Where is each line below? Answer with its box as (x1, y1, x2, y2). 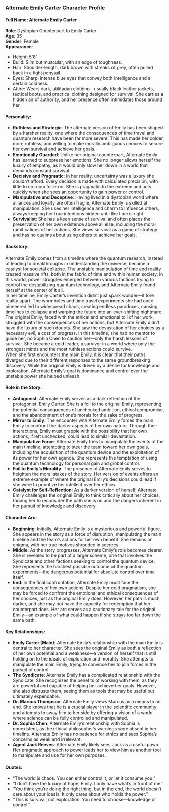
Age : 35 (5, 33, 22, 39)
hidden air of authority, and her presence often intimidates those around (12, 96, 162, 103)
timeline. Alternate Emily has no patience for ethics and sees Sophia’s (12, 731, 157, 737)
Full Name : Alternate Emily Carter (5, 17, 77, 23)
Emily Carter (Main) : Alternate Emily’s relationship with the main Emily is (12, 640, 163, 646)
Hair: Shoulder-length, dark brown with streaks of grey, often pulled (12, 65, 153, 71)
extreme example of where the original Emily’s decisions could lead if (12, 476, 156, 482)
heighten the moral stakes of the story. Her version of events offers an (12, 471, 159, 477)
